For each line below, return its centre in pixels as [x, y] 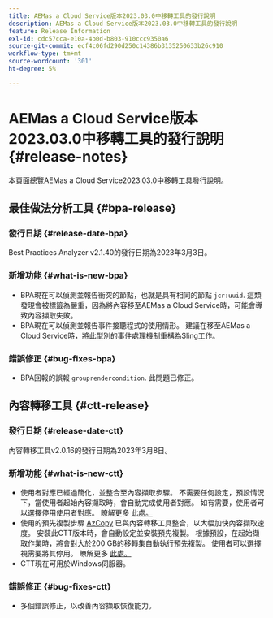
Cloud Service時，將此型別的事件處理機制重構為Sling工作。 [120, 335]
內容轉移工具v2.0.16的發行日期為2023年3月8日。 [90, 450]
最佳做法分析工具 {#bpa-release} [93, 208]
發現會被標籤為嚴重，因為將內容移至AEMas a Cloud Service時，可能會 [138, 305]
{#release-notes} [68, 156]
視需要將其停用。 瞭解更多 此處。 [76, 553]
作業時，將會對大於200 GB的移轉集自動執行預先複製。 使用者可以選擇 [144, 543]
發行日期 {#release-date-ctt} [66, 431]
